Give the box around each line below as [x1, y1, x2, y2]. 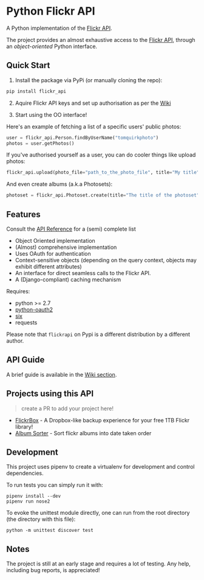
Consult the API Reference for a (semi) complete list [6, 225, 137, 232]
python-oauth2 [15, 306, 53, 313]
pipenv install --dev [6, 493, 61, 500]
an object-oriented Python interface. [6, 43, 98, 50]
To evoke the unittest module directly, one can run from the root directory [6, 509, 190, 517]
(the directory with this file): [6, 515, 76, 523]
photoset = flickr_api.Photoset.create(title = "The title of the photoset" [6, 192, 200, 198]
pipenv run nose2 [6, 498, 50, 505]
